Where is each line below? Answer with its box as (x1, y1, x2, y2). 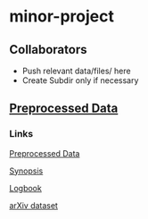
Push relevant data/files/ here (21, 65, 131, 76)
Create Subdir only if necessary (21, 75, 139, 86)
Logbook (9, 182, 42, 193)
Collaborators (9, 42, 87, 57)
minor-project (9, 6, 114, 27)
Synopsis (9, 165, 44, 176)
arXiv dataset (9, 199, 58, 211)
